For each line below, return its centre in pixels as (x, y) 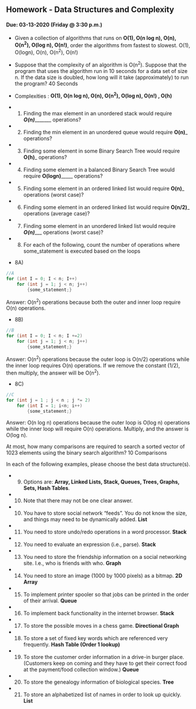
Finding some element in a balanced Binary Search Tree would (99, 170)
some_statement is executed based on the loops (82, 251)
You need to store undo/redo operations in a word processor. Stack (105, 532)
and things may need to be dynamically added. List (85, 519)
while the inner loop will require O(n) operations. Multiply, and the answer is (97, 429)
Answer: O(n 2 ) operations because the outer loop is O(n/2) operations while (98, 359)
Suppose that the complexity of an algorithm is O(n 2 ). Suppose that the (100, 64)
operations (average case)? (56, 214)
